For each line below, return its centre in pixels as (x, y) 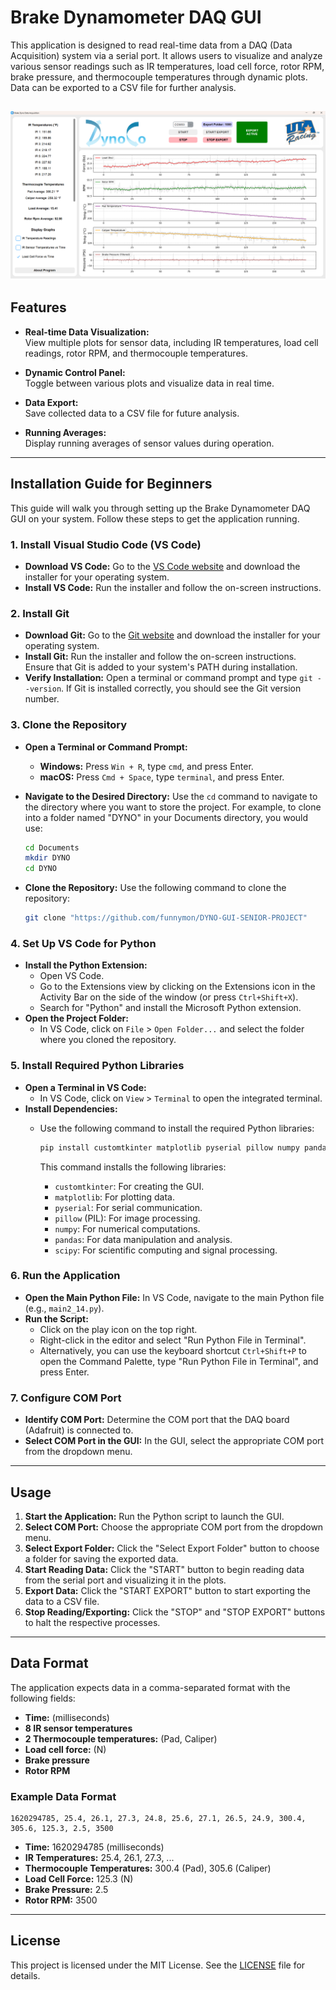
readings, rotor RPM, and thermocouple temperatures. (136, 353)
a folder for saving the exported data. (101, 1558)
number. (42, 699)
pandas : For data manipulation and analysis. (143, 1239)
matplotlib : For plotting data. (114, 1197)
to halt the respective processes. (92, 1622)
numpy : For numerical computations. (127, 1228)
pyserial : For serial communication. (128, 1207)
